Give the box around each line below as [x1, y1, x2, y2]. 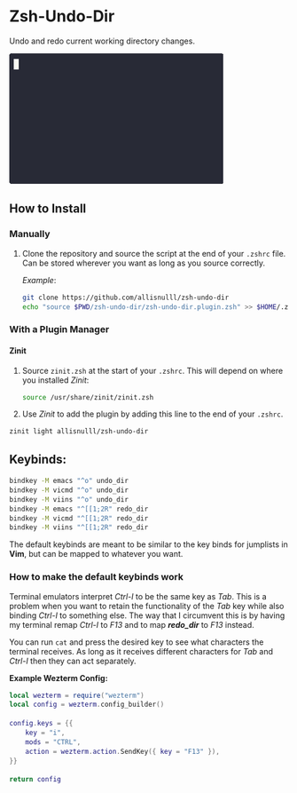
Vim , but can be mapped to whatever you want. [9, 549, 184, 559]
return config [9, 775, 62, 784]
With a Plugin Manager [9, 323, 110, 336]
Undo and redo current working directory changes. [9, 36, 195, 46]
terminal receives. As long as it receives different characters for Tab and [9, 646, 273, 656]
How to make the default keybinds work [9, 571, 184, 583]
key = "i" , [25, 728, 66, 738]
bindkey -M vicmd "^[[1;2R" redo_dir [9, 513, 149, 523]
